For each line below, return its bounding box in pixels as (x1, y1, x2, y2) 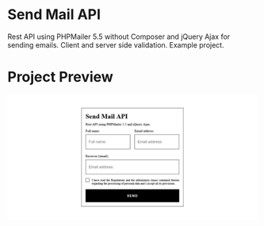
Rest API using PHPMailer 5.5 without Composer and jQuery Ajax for (7, 32, 231, 41)
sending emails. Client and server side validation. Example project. (7, 40, 224, 49)
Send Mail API (7, 6, 101, 24)
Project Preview (7, 68, 114, 86)
